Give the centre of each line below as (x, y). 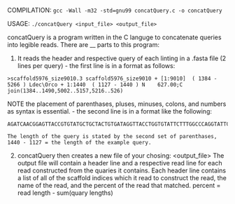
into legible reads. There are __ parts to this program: (83, 45)
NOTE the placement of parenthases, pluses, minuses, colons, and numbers (117, 104)
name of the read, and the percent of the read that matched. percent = (119, 185)
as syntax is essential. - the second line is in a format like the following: (109, 111)
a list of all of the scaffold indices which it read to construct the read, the (122, 178)
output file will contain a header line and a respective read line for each (120, 163)
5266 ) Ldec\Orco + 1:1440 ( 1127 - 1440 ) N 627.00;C (95, 85)
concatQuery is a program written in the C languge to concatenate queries (114, 37)
